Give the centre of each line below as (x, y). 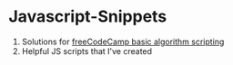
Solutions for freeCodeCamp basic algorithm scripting (123, 42)
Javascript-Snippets (88, 17)
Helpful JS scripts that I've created (86, 51)
